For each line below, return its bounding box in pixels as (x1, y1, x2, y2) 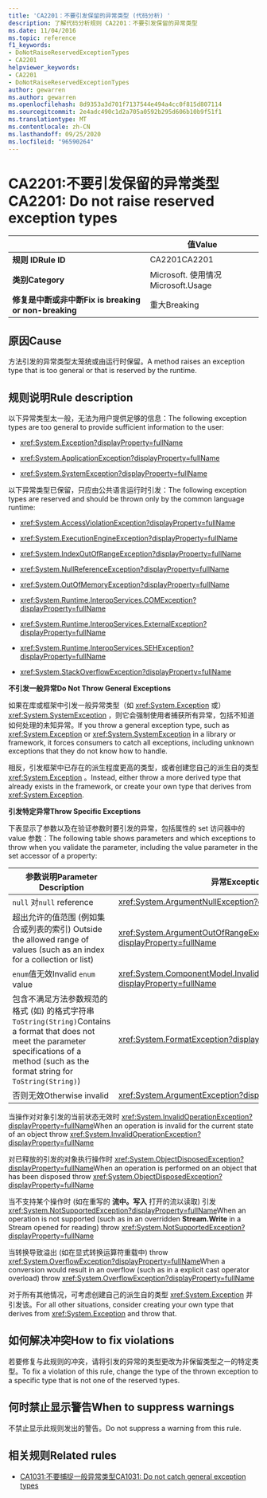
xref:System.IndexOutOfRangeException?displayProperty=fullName (19, 549, 242, 559)
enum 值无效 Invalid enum (12, 969, 95, 980)
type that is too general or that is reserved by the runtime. (8, 366, 197, 375)
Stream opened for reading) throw (8, 1223, 120, 1233)
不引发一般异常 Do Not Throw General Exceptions (8, 683, 172, 694)
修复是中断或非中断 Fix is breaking (12, 294, 141, 305)
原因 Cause (8, 334, 62, 348)
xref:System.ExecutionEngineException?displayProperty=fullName (19, 533, 238, 543)
